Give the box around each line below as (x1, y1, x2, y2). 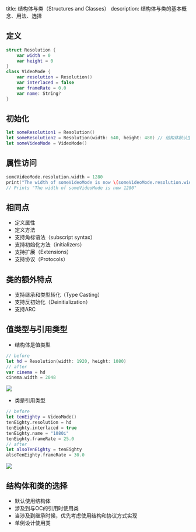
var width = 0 (16, 52, 51, 59)
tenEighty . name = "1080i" (6, 430, 69, 436)
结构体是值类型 (14, 341, 51, 348)
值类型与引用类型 (6, 324, 68, 335)
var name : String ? (16, 90, 61, 97)
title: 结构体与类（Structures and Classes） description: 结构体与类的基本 (6, 5, 182, 12)
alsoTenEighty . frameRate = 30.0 (6, 452, 85, 458)
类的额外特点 (6, 274, 52, 284)
